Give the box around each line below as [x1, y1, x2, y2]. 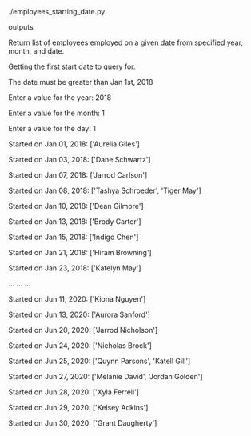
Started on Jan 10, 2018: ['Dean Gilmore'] [8, 202, 144, 210]
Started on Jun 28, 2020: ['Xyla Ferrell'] [8, 387, 140, 397]
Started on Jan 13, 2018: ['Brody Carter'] [8, 217, 141, 226]
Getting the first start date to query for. [8, 62, 136, 71]
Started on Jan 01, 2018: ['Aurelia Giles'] [8, 139, 140, 149]
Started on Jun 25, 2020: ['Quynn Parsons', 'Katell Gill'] [8, 356, 191, 366]
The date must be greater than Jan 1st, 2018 [8, 78, 153, 86]
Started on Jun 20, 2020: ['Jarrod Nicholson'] [8, 326, 158, 334]
